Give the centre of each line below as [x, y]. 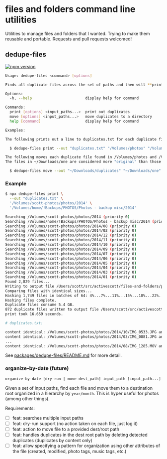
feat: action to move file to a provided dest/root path [66, 429]
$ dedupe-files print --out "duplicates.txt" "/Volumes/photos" [78, 148]
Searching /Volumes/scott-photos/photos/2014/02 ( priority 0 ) [71, 231]
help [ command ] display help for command [74, 121]
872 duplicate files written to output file [52, 309]
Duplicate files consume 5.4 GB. [40, 305]
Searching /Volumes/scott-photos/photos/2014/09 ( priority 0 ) [71, 249]
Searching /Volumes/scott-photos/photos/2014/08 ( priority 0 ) [71, 226]
